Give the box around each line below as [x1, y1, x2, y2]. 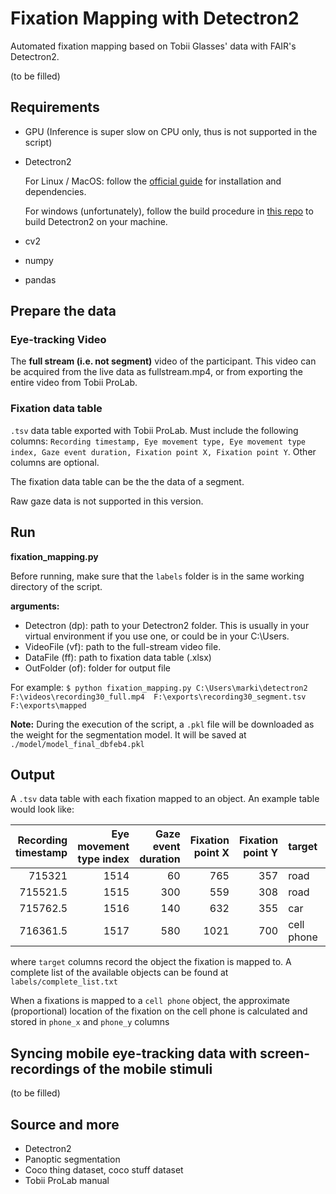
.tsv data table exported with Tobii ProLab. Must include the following [10, 424, 299, 436]
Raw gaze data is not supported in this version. [10, 495, 204, 507]
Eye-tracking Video [10, 333, 107, 347]
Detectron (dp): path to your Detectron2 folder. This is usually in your [24, 619, 310, 631]
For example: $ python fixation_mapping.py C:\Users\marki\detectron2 [10, 681, 308, 693]
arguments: [10, 600, 60, 612]
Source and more [10, 1116, 120, 1133]
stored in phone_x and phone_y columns [10, 1016, 170, 1028]
